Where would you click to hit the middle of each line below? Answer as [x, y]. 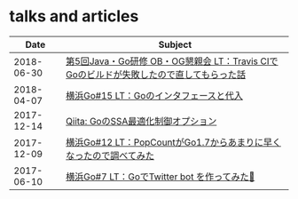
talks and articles [74, 16]
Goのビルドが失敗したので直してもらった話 [156, 75]
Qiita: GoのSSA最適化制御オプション [141, 121]
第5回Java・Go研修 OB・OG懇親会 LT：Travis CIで [172, 61]
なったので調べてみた [110, 155]
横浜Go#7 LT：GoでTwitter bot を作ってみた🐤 [161, 177]
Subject [175, 44]
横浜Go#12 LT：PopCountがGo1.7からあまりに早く [174, 142]
